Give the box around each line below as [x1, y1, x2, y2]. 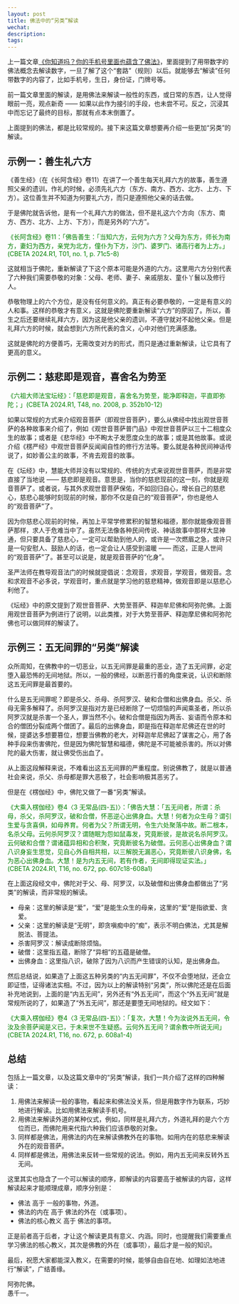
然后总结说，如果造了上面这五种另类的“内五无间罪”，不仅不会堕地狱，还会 [7, 972, 225, 980]
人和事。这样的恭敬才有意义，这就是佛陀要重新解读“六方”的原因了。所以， [7, 306, 225, 315]
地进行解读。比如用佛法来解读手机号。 [17, 1106, 130, 1115]
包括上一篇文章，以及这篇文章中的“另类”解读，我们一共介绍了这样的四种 [7, 1073, 219, 1081]
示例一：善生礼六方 [7, 155, 92, 168]
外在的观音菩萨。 [17, 1142, 68, 1151]
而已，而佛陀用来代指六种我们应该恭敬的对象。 [23, 1124, 161, 1133]
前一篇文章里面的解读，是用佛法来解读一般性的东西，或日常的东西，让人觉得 [7, 91, 232, 99]
